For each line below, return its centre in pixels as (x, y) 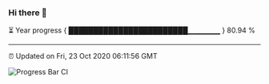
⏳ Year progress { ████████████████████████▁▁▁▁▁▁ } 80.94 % (132, 30)
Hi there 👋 (28, 13)
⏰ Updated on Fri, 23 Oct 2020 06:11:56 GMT (83, 56)
